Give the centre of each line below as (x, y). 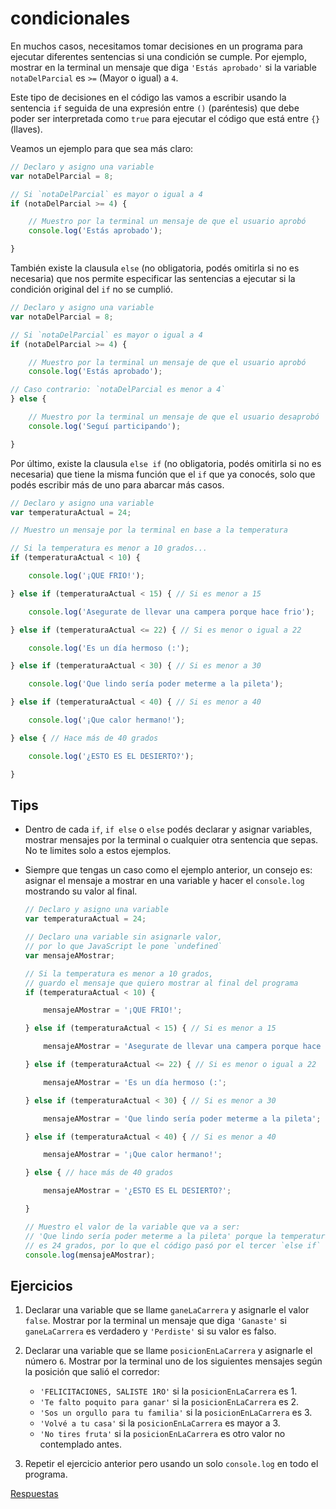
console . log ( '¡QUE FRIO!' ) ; (86, 576)
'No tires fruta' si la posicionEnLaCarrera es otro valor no (162, 1434)
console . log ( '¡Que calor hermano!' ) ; (107, 720)
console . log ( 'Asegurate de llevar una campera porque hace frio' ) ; (171, 612)
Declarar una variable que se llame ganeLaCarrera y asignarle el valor (167, 1310)
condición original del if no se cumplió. (91, 289)
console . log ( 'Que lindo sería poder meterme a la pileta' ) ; (156, 684)
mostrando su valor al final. (81, 891)
